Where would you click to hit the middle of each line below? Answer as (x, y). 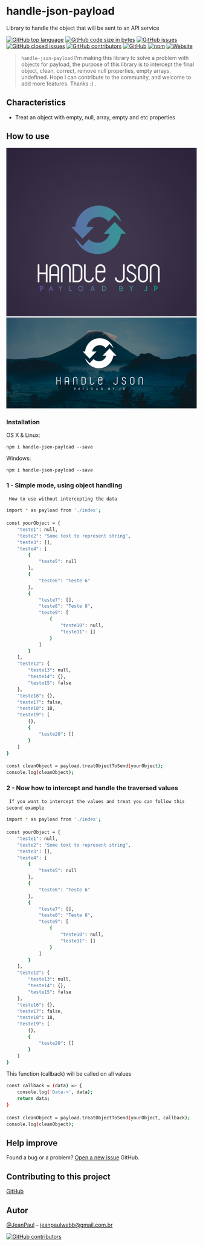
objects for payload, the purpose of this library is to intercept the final (108, 64)
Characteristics (36, 103)
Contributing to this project (58, 1177)
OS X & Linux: (23, 435)
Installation (23, 422)
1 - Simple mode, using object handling (64, 485)
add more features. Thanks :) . (59, 84)
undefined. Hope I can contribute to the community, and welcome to (106, 77)
